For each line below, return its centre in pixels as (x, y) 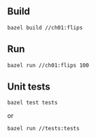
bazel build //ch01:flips (45, 27)
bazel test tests (33, 103)
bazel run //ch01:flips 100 (48, 65)
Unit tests (29, 87)
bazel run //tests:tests (43, 129)
